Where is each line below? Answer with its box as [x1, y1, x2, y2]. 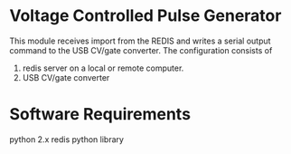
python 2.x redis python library [9, 133, 125, 145]
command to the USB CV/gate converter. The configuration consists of [9, 44, 273, 55]
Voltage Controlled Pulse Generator [9, 5, 282, 26]
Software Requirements [9, 104, 192, 125]
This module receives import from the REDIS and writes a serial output [9, 35, 271, 46]
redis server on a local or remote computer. [22, 63, 184, 73]
